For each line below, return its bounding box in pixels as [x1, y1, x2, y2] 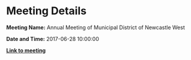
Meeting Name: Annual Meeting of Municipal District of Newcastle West [6, 24, 185, 31]
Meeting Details [6, 4, 87, 18]
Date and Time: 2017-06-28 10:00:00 [6, 35, 99, 42]
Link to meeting [6, 46, 46, 54]
